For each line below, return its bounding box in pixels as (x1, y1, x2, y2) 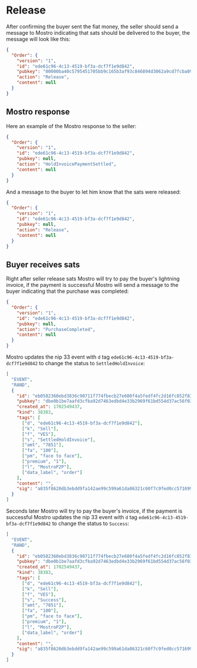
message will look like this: (6, 35, 71, 42)
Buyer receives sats (6, 259, 80, 269)
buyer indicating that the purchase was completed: (6, 288, 129, 295)
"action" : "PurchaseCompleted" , (16, 326, 96, 332)
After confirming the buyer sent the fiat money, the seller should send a (6, 23, 179, 30)
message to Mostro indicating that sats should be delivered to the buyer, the (6, 29, 191, 36)
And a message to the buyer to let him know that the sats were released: (6, 188, 181, 195)
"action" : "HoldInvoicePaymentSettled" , (16, 161, 117, 167)
